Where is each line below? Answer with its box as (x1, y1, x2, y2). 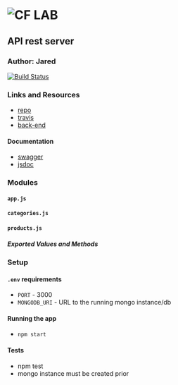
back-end (17, 121, 46, 130)
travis (17, 114, 34, 122)
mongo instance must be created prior (17, 369, 129, 377)
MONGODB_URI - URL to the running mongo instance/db (17, 298, 172, 307)
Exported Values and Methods (7, 240, 98, 248)
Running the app (7, 314, 57, 322)
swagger (17, 152, 44, 161)
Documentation (7, 137, 54, 145)
